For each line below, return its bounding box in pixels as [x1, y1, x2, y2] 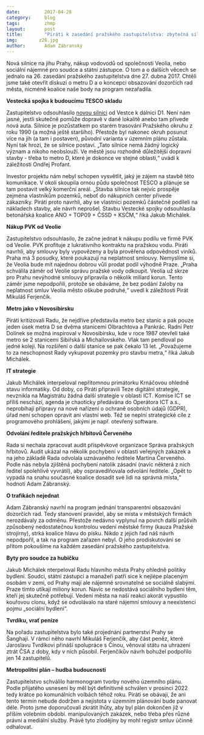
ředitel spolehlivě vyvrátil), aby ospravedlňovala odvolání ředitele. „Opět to [6, 467, 192, 475]
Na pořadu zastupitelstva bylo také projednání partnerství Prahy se [6, 628, 174, 636]
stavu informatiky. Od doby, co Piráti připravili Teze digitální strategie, [6, 385, 180, 392]
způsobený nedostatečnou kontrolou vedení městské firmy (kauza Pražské [6, 523, 194, 530]
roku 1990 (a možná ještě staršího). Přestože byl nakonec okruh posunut [6, 128, 188, 136]
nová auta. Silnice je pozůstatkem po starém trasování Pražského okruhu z [6, 122, 193, 129]
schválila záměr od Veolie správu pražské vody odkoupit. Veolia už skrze [6, 267, 188, 274]
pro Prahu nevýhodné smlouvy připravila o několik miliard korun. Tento [6, 273, 183, 280]
